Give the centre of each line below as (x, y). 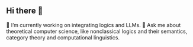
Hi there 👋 (25, 11)
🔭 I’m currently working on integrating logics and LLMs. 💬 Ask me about (94, 25)
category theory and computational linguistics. (63, 37)
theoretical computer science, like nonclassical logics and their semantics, (97, 31)
